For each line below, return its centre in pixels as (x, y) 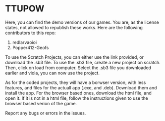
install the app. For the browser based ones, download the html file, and (79, 93)
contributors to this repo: (30, 33)
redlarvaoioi (25, 42)
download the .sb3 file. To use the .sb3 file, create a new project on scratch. (83, 62)
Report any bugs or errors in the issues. (46, 113)
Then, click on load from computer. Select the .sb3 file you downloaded (78, 68)
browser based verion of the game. (41, 103)
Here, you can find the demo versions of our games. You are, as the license (82, 22)
